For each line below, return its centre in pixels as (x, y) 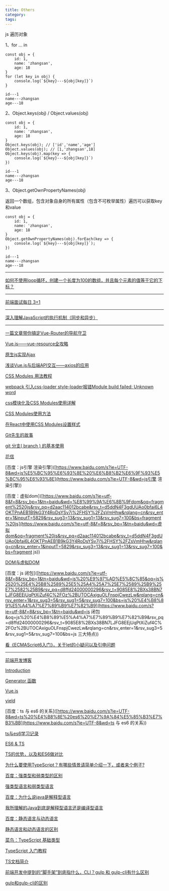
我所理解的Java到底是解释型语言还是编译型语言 (54, 808)
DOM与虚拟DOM (22, 562)
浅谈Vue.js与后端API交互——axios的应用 (47, 365)
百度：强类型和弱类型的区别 (34, 776)
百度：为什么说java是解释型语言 (38, 797)
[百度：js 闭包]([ (22, 573)
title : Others (20, 10)
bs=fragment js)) (23, 552)
